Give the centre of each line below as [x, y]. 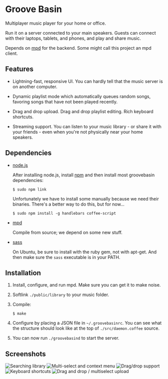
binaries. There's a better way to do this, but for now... [68, 204]
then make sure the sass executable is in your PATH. [66, 257]
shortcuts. [23, 117]
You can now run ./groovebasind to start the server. [66, 338]
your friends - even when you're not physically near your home [77, 132]
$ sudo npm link [29, 190]
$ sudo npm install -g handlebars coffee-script [64, 213]
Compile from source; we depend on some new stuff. [67, 232]
